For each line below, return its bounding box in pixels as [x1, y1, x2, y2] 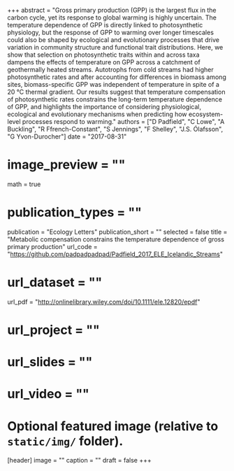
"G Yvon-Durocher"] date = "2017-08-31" [7, 132, 127, 141]
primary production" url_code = [7, 242, 98, 251]
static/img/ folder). [7, 433, 124, 449]
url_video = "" [7, 386, 89, 402]
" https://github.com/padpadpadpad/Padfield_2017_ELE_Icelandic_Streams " [7, 250, 224, 258]
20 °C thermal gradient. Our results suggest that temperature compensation [7, 87, 226, 96]
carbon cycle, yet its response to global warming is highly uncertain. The [7, 13, 217, 22]
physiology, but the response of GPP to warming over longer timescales [7, 28, 214, 36]
